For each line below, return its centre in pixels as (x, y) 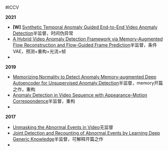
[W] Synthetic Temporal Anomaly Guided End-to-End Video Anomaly (85, 27)
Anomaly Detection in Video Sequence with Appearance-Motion (80, 95)
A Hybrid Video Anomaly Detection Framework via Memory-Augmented (88, 39)
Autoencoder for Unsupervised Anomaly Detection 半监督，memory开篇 (88, 83)
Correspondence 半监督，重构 (44, 101)
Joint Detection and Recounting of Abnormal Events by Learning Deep (86, 133)
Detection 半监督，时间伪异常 (43, 33)
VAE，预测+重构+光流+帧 (39, 51)
